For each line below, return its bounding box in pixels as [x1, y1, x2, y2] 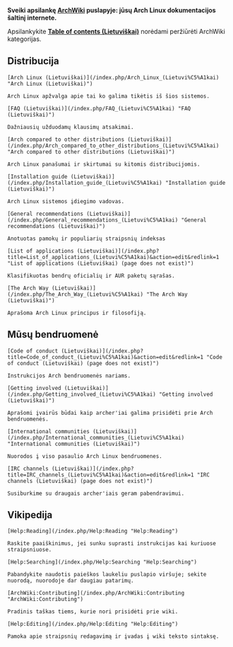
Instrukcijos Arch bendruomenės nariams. [7, 372, 131, 379]
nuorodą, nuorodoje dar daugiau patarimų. [7, 577, 134, 585]
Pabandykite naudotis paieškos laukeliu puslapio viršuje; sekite [7, 571, 207, 578]
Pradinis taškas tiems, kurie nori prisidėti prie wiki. [7, 608, 179, 615]
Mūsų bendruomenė [7, 328, 99, 340]
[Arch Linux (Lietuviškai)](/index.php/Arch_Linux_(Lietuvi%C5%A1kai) [7, 74, 220, 81]
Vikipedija [7, 509, 53, 521]
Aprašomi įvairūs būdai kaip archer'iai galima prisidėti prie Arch [7, 409, 213, 416]
